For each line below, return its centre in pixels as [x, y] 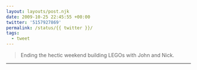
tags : [13, 33]
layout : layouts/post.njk [38, 11]
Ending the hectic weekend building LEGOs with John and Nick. [97, 55]
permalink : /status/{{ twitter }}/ [50, 28]
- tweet [21, 38]
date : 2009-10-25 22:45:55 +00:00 [48, 17]
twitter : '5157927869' [34, 22]
